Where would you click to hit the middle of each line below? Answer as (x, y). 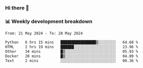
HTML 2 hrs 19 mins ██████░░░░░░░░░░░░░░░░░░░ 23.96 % (72, 47)
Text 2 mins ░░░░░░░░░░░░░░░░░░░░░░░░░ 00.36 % (72, 61)
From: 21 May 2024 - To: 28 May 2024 (44, 34)
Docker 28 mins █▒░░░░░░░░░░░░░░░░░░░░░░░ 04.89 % (72, 56)
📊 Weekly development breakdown (49, 21)
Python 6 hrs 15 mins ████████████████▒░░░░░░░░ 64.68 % (72, 42)
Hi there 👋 (17, 8)
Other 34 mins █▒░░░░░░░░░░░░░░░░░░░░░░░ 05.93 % (72, 51)
